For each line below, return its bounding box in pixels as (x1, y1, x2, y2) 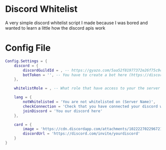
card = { (14, 122, 32, 127)
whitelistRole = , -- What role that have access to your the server (14, 86, 161, 91)
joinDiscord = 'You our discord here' (23, 109, 103, 113)
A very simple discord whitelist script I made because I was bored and (5, 20, 148, 26)
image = (23, 127, 39, 132)
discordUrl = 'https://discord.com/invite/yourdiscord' (23, 131, 140, 136)
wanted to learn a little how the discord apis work (5, 25, 105, 31)
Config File (5, 42, 51, 54)
